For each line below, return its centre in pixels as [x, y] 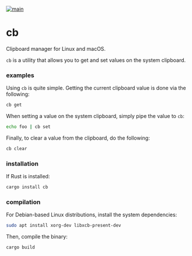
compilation [23, 202]
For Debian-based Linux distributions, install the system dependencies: [92, 215]
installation [22, 164]
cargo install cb [27, 187]
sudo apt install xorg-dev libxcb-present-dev [64, 226]
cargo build [20, 248]
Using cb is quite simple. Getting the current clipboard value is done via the [96, 88]
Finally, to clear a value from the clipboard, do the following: [78, 138]
